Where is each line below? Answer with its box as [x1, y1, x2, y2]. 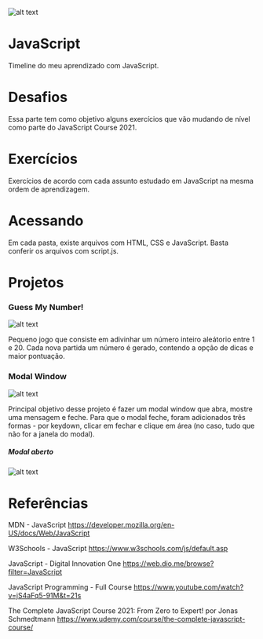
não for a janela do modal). [8, 429, 96, 439]
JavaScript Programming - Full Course [8, 582, 132, 592]
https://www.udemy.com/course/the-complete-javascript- [57, 615, 246, 624]
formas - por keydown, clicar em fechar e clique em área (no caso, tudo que [8, 421, 255, 430]
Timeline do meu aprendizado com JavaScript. [8, 60, 159, 70]
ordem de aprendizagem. [8, 184, 90, 194]
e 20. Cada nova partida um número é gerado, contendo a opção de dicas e [8, 343, 254, 352]
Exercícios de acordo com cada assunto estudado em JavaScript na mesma [8, 176, 254, 185]
